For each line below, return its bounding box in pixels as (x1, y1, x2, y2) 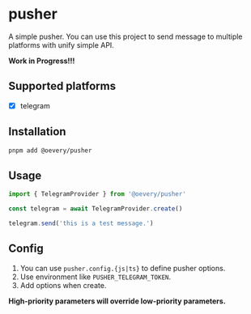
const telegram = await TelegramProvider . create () (8, 205, 183, 213)
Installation (8, 125, 66, 138)
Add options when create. (19, 280, 107, 290)
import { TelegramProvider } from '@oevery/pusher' (8, 190, 186, 198)
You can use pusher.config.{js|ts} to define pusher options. (19, 263, 226, 273)
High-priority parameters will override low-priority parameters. (8, 296, 227, 306)
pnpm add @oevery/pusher (8, 146, 92, 155)
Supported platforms (8, 79, 116, 93)
